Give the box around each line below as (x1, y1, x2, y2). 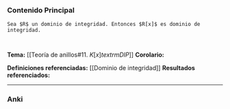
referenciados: (7, 71, 50, 80)
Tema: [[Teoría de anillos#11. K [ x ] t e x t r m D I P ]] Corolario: (7, 50, 164, 59)
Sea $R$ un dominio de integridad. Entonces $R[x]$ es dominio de (7, 21, 201, 28)
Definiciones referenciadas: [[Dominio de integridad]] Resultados (7, 64, 195, 72)
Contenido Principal (7, 5, 75, 15)
